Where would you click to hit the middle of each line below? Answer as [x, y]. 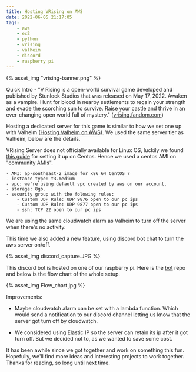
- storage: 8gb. [26, 189]
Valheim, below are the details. [43, 138]
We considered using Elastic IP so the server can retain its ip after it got [101, 332]
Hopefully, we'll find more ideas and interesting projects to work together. [95, 356]
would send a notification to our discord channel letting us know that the [102, 315]
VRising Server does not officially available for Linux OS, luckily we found [95, 150]
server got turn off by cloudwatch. [56, 321]
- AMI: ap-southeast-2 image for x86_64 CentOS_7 [68, 173]
